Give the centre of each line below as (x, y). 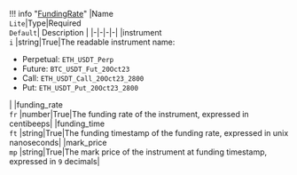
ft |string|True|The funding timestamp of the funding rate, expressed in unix (149, 133)
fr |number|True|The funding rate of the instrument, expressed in (129, 114)
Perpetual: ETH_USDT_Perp (68, 59)
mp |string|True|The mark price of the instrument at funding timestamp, (138, 152)
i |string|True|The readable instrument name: (92, 42)
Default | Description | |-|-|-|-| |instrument (86, 32)
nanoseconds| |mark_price (58, 143)
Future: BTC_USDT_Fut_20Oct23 (76, 68)
